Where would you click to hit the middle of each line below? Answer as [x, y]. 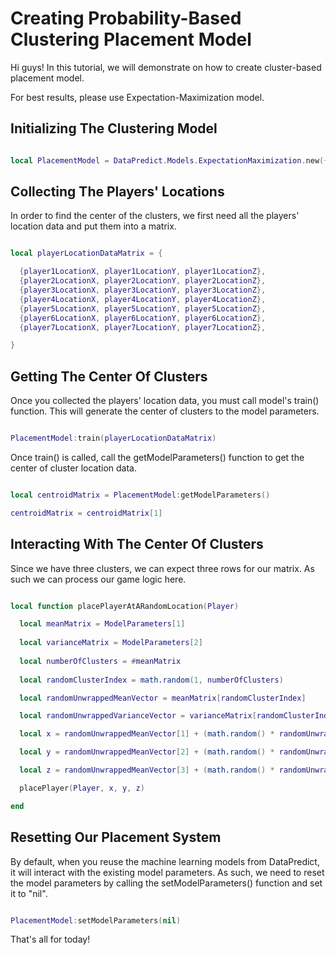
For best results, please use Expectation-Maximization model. [137, 97]
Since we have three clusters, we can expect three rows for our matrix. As [162, 568]
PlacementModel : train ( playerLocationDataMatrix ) [113, 438]
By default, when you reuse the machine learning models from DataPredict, [165, 861]
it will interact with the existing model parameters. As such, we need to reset [167, 872]
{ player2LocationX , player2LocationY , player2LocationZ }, [143, 281]
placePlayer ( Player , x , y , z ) [82, 788]
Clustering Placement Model [131, 39]
